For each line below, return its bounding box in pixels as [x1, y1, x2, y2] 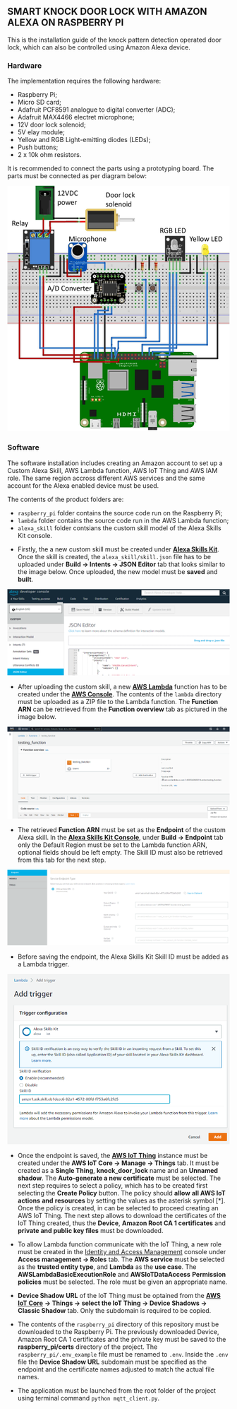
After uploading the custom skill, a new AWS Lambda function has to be [17, 682, 227, 691]
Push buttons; [17, 143, 59, 151]
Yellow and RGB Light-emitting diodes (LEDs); [17, 136, 151, 144]
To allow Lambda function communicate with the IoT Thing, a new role [17, 1240, 222, 1249]
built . [17, 575, 34, 583]
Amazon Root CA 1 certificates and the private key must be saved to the [17, 1335, 226, 1344]
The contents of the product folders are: [7, 495, 124, 503]
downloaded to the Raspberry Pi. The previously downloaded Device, [17, 1328, 219, 1336]
